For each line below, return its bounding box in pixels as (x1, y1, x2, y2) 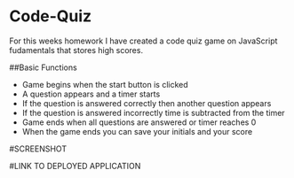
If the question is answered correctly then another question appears (21, 97, 272, 108)
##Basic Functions (9, 62, 77, 73)
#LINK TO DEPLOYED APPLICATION (9, 160, 141, 171)
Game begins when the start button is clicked (21, 79, 188, 89)
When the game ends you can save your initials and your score (21, 126, 253, 136)
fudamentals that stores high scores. (9, 44, 144, 55)
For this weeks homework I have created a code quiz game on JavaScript (9, 35, 278, 46)
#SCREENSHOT (9, 143, 68, 154)
